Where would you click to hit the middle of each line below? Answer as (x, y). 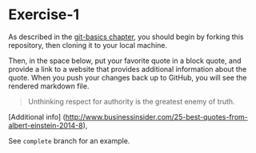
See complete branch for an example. (69, 140)
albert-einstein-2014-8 (46, 125)
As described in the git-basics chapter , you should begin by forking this (126, 37)
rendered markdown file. (49, 86)
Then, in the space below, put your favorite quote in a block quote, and (125, 61)
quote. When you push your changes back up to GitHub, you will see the (128, 77)
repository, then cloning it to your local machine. (88, 45)
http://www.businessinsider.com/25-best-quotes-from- (156, 116)
